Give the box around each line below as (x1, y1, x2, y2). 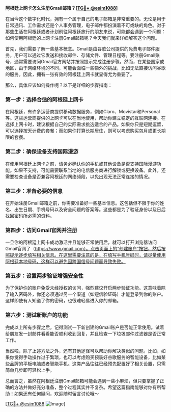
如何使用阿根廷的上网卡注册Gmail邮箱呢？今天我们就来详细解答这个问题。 (5, 35, 160, 41)
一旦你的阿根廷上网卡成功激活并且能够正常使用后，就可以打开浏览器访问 (5, 239, 157, 245)
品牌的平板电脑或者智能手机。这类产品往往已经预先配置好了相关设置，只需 (9, 360, 166, 367)
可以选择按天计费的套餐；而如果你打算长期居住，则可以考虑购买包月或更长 (5, 127, 161, 134)
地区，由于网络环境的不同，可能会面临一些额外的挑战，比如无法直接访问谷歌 (5, 65, 166, 71)
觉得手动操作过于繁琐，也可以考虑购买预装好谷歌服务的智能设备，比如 (14, 354, 161, 360)
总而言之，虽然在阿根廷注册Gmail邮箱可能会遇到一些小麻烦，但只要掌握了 (5, 377, 160, 384)
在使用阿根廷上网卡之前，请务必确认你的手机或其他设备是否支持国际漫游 (5, 161, 157, 167)
